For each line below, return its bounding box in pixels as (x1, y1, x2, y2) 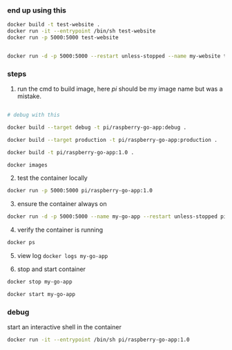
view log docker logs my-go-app (17, 252, 108, 260)
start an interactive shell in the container (7, 323, 122, 331)
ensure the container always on (17, 200, 107, 208)
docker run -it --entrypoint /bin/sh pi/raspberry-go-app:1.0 (7, 336, 190, 344)
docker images (7, 161, 48, 168)
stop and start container (17, 265, 86, 273)
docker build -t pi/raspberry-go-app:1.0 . (7, 149, 135, 156)
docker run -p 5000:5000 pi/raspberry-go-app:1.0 (7, 187, 153, 194)
